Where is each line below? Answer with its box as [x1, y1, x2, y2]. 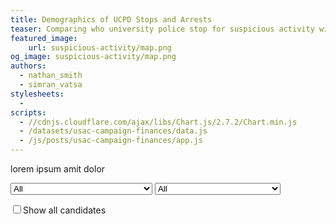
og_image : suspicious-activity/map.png [10, 52, 177, 62]
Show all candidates [23, 204, 107, 216]
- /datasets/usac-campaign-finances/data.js [19, 126, 208, 136]
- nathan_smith [19, 71, 83, 81]
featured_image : [10, 33, 78, 43]
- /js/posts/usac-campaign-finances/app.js [19, 136, 203, 146]
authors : [10, 61, 47, 71]
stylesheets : [10, 89, 65, 99]
